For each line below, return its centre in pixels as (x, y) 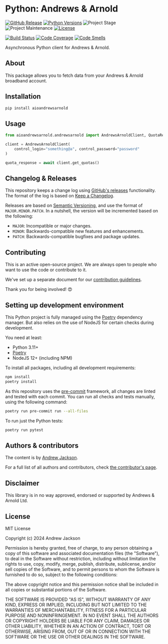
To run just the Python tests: (34, 420)
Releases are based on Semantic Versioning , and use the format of (74, 205)
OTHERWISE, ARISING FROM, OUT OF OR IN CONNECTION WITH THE (78, 631)
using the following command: (36, 402)
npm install (17, 377)
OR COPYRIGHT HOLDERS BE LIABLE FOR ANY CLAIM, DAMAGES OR (77, 621)
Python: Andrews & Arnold (62, 9)
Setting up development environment (64, 305)
